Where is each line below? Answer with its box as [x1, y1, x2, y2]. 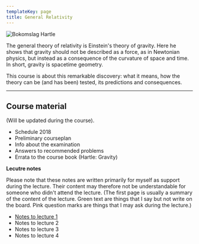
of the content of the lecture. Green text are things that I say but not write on [6, 195, 192, 203]
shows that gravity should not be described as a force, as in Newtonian [6, 48, 180, 55]
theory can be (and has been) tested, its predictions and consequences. [6, 78, 182, 86]
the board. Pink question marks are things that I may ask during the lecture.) [6, 202, 192, 209]
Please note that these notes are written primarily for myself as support [6, 176, 180, 184]
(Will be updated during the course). [6, 117, 95, 124]
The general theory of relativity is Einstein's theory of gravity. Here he [6, 42, 176, 49]
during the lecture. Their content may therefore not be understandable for [6, 183, 186, 190]
